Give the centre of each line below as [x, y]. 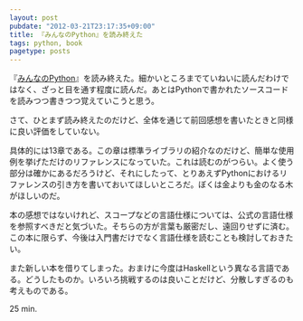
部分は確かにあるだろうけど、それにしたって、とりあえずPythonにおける [145, 174]
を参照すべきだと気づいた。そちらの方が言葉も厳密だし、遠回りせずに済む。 [152, 226]
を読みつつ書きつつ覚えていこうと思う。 [85, 101]
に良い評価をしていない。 [57, 131]
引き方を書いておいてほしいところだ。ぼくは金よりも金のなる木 [175, 184]
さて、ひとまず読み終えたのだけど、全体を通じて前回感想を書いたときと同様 [151, 120]
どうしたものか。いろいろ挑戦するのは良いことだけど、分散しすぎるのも [159, 279]
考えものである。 [41, 291]
